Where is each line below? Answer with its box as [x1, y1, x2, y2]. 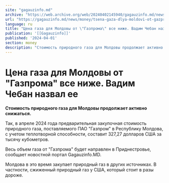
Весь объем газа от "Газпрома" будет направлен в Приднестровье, [5, 146, 151, 152]
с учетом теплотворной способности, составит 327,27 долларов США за [5, 131, 162, 137]
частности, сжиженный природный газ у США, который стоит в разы [5, 166, 154, 172]
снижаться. [5, 110, 32, 116]
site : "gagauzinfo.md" [5, 7, 53, 13]
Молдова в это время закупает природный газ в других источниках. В [5, 161, 157, 167]
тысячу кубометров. [5, 136, 49, 142]
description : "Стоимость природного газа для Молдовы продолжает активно [5, 45, 163, 50]
